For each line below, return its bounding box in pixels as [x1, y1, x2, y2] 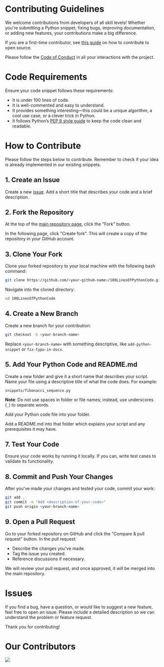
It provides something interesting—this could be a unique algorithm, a [12, 107, 152, 113]
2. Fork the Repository [5, 208, 74, 216]
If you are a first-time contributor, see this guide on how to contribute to [5, 39, 149, 45]
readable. [12, 123, 32, 129]
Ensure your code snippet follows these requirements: [5, 87, 114, 94]
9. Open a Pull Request [5, 518, 75, 526]
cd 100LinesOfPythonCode [5, 296, 56, 301]
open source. [5, 45, 32, 50]
